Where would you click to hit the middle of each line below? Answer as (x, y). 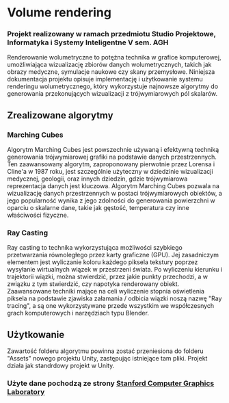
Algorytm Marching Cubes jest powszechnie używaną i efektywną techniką (113, 150)
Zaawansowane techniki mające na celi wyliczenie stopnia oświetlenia (106, 291)
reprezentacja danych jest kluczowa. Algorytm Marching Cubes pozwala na (113, 186)
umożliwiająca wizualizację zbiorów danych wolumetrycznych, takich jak (109, 65)
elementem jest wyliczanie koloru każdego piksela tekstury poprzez (103, 262)
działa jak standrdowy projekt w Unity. (61, 366)
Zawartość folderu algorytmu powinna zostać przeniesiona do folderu (105, 351)
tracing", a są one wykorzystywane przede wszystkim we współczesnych (111, 306)
